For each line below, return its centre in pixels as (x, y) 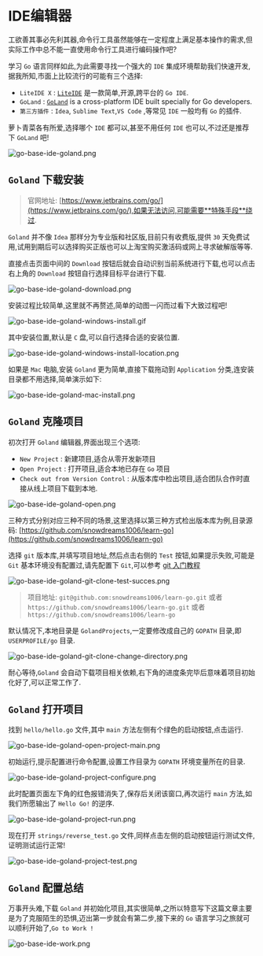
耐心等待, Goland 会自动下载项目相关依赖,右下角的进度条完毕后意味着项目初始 (131, 672)
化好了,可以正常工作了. (45, 682)
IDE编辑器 (40, 16)
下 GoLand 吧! (29, 137)
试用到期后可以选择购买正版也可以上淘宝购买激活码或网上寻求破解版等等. (135, 246)
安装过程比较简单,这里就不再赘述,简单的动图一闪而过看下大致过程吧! (118, 305)
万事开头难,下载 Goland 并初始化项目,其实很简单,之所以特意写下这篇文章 (123, 908)
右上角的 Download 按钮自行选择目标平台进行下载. (87, 273)
